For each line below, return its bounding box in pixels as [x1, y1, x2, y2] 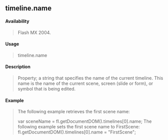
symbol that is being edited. [17, 86, 76, 91]
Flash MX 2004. [17, 29, 51, 35]
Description [5, 64, 31, 70]
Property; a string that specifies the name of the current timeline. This [17, 75, 163, 81]
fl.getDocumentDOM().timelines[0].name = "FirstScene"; [17, 129, 136, 135]
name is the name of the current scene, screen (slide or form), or [17, 80, 153, 86]
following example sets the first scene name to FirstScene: [17, 124, 140, 130]
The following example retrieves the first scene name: [17, 109, 130, 115]
